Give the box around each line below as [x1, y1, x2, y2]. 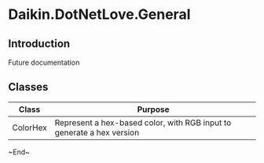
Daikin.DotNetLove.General [8, 6, 191, 24]
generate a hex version [54, 127, 140, 138]
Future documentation [8, 57, 80, 67]
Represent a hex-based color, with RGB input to [54, 117, 232, 128]
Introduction [8, 37, 71, 50]
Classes [8, 80, 49, 94]
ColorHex [12, 122, 47, 133]
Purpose [137, 104, 170, 115]
